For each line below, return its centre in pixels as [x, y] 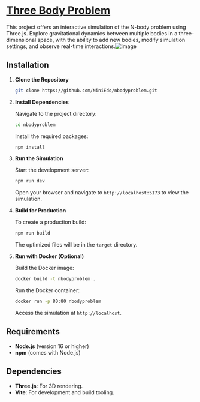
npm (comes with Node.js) [48, 352]
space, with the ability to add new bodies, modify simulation [111, 40]
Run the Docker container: [47, 290]
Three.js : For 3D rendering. [49, 386]
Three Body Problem [58, 10]
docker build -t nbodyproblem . [55, 279]
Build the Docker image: [45, 268]
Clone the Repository [42, 79]
